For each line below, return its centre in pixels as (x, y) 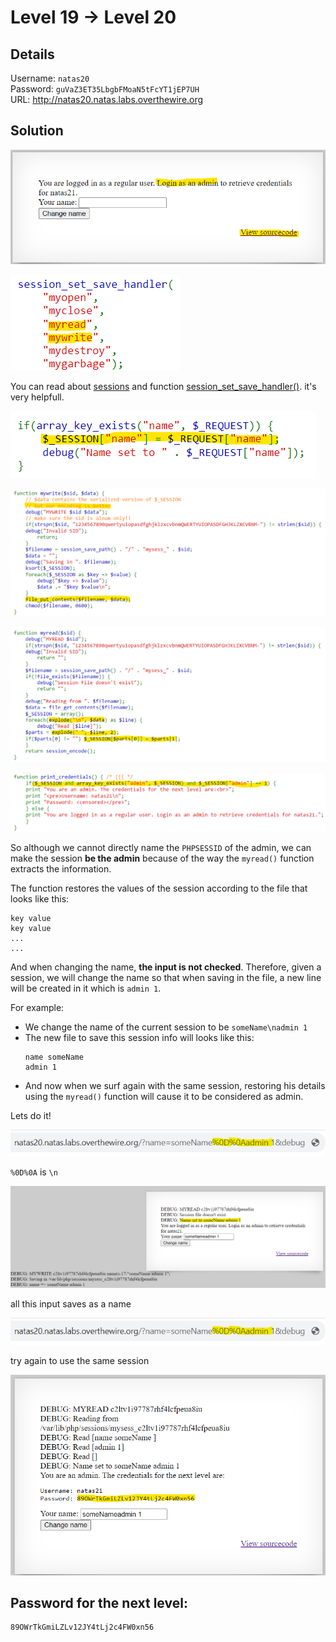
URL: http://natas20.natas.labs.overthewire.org (107, 99)
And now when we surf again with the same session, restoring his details (175, 1085)
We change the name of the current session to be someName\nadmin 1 (166, 1027)
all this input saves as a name (71, 1304)
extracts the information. (61, 868)
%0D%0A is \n (34, 1172)
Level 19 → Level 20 (93, 17)
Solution (37, 131)
